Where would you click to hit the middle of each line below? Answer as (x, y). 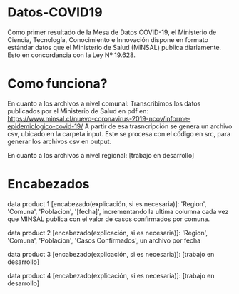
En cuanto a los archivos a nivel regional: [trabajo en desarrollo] (101, 155)
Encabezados (49, 184)
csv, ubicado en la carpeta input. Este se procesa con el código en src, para (119, 133)
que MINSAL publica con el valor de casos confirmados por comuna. (109, 219)
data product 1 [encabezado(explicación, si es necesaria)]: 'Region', (107, 203)
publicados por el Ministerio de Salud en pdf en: (78, 111)
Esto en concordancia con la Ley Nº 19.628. (71, 55)
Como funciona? (57, 84)
